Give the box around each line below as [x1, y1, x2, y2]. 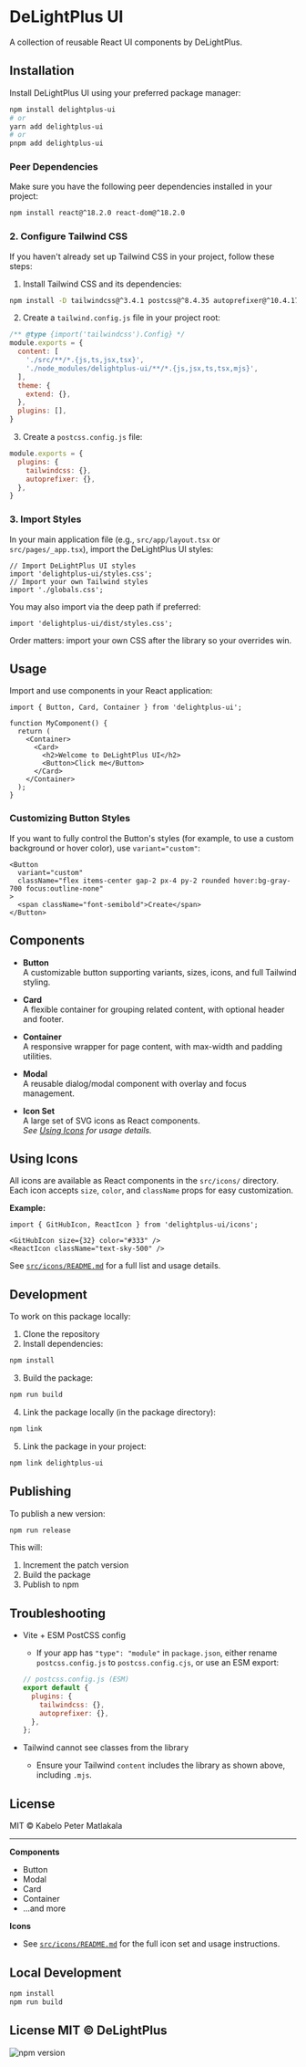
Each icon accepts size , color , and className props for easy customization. [9, 1185, 294, 1196]
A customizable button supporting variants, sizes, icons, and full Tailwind [22, 966, 297, 977]
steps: [9, 260, 33, 271]
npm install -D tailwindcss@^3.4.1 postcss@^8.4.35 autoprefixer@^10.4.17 [9, 296, 300, 305]
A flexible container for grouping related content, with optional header [22, 1004, 285, 1015]
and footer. [22, 1013, 65, 1024]
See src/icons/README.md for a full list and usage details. [9, 1260, 221, 1271]
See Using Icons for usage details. [22, 1124, 152, 1135]
